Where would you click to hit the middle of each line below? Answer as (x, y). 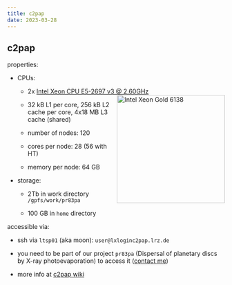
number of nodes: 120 (59, 133)
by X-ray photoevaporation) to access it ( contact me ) (93, 261)
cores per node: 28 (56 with (67, 147)
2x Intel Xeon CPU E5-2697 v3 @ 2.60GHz (88, 91)
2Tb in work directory (58, 194)
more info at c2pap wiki (51, 275)
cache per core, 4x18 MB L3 (68, 112)
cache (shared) (49, 120)
